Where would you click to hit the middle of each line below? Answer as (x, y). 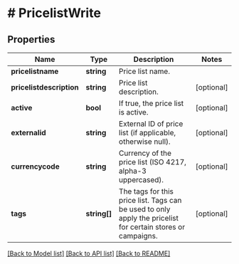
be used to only (144, 209)
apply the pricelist (149, 218)
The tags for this (146, 191)
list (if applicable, (147, 133)
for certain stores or (152, 227)
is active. (133, 112)
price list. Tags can (150, 200)
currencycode (35, 167)
